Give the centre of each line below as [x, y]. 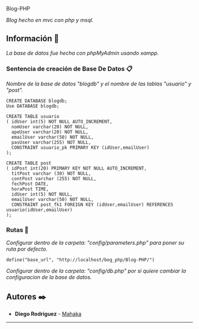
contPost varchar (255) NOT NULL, [54, 179]
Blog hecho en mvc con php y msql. [50, 20]
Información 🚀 [33, 39]
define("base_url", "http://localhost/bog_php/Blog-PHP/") [81, 260]
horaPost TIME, [30, 189]
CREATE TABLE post [29, 163]
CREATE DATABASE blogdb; [37, 101]
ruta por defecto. [27, 249]
